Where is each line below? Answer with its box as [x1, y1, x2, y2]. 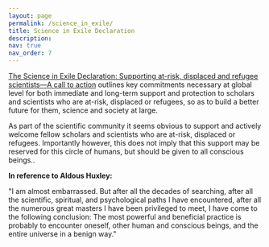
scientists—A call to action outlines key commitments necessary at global [8, 80, 252, 89]
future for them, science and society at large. [8, 105, 159, 115]
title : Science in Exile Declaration [8, 27, 135, 35]
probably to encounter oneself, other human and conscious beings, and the [8, 220, 259, 230]
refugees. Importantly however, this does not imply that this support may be [8, 138, 260, 147]
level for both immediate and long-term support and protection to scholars [8, 89, 255, 97]
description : [8, 34, 52, 43]
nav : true [8, 42, 42, 50]
